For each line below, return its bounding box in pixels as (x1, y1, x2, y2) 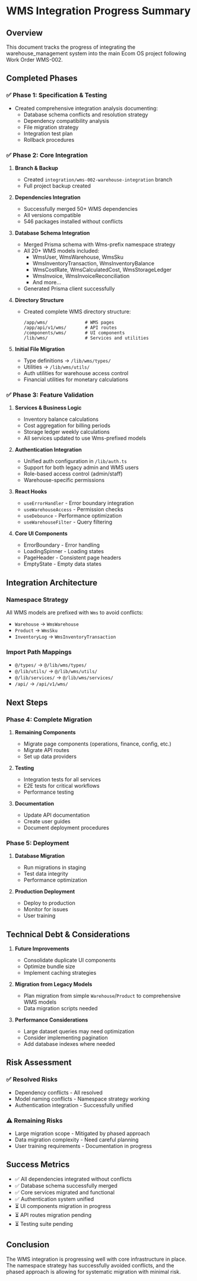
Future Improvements (14, 945, 69, 952)
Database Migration (14, 852, 65, 860)
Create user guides (23, 817, 71, 825)
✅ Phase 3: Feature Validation (6, 391, 94, 399)
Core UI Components (14, 530, 68, 537)
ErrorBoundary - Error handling (23, 541, 100, 548)
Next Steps (6, 697, 48, 708)
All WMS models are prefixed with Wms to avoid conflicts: (6, 608, 144, 616)
